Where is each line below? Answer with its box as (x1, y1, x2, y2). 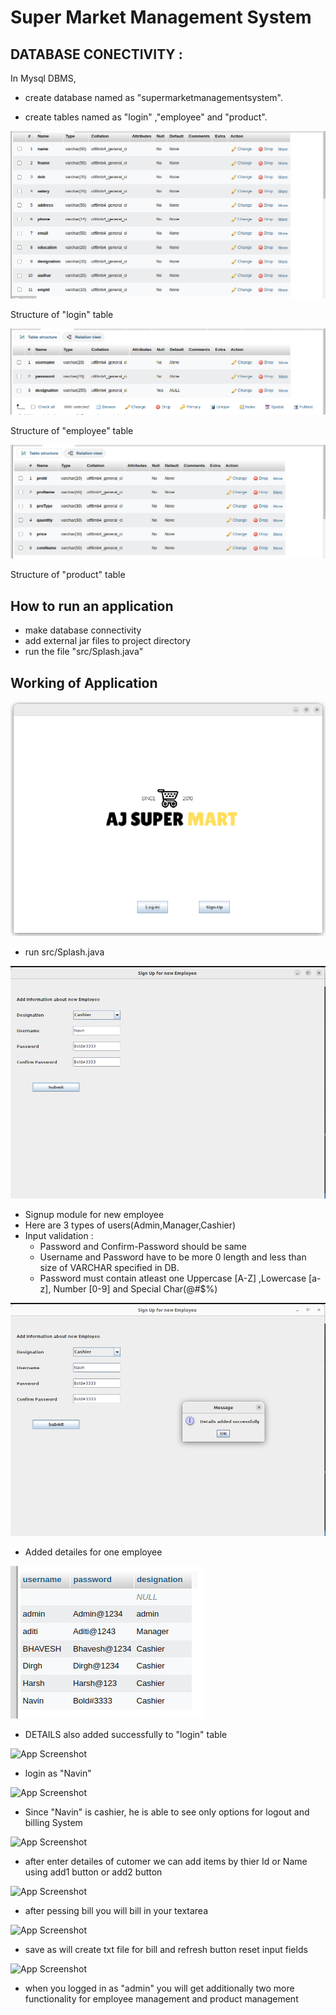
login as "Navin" (24, 1767, 92, 1779)
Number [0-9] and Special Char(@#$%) (53, 1283, 218, 1295)
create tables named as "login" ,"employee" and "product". (24, 111, 268, 123)
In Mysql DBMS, (10, 72, 77, 84)
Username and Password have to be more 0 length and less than (39, 1251, 307, 1263)
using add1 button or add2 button (24, 1866, 163, 1878)
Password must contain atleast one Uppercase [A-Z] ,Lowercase (39, 1272, 307, 1285)
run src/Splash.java (24, 946, 105, 958)
